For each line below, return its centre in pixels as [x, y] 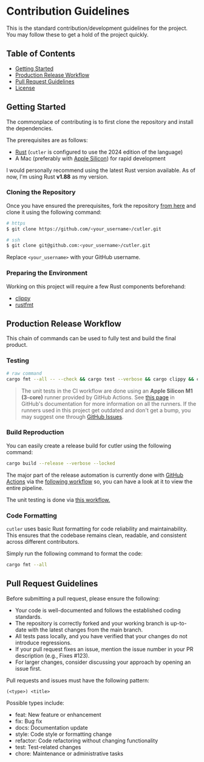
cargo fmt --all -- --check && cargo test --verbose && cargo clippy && [100, 379]
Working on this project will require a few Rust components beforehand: [96, 286]
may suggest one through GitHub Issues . [72, 416]
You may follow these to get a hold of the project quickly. [77, 34]
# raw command [24, 373]
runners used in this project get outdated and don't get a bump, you [106, 410]
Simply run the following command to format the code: [74, 554]
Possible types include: [36, 703]
